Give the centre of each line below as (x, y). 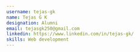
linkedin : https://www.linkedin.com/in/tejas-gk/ (70, 34)
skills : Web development (38, 39)
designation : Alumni (32, 23)
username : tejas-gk (31, 12)
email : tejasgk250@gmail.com (43, 28)
